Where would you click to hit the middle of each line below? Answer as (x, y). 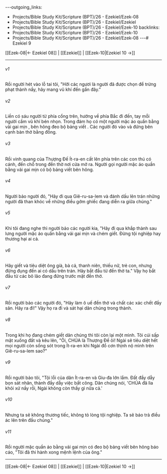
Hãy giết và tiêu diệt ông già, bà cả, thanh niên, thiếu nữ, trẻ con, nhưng (79, 266)
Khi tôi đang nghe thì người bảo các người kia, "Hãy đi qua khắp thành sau (81, 229)
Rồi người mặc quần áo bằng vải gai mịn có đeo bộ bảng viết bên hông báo (82, 447)
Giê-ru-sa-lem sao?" (26, 351)
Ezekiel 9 (22, 43)
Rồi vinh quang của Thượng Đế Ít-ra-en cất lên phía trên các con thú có (78, 159)
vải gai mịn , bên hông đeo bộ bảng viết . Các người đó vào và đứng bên (79, 127)
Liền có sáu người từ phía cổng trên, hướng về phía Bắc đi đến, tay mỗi (78, 116)
